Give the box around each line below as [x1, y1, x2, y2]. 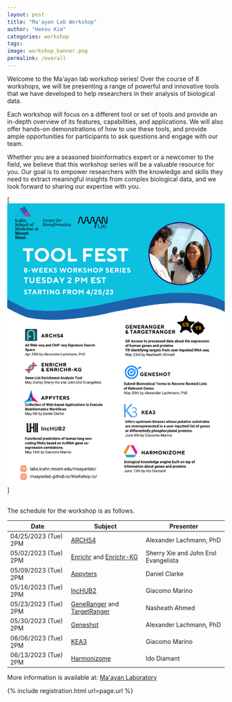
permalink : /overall [7, 55, 67, 62]
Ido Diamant [146, 654, 180, 663]
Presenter [168, 522, 199, 530]
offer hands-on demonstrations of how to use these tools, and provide [7, 124, 207, 133]
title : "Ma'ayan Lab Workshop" [7, 18, 97, 26]
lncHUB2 [70, 587, 97, 595]
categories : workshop [7, 33, 70, 40]
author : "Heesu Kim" [7, 26, 67, 32]
